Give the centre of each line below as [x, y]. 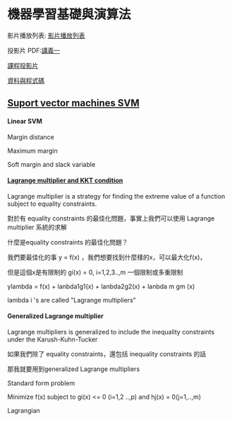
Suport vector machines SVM [73, 103]
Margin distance [31, 137]
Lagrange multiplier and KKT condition [65, 180]
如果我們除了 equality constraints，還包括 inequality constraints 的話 [107, 353]
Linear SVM [25, 121]
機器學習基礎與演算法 [69, 14]
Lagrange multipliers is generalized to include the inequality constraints [111, 332]
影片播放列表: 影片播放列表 [46, 35]
